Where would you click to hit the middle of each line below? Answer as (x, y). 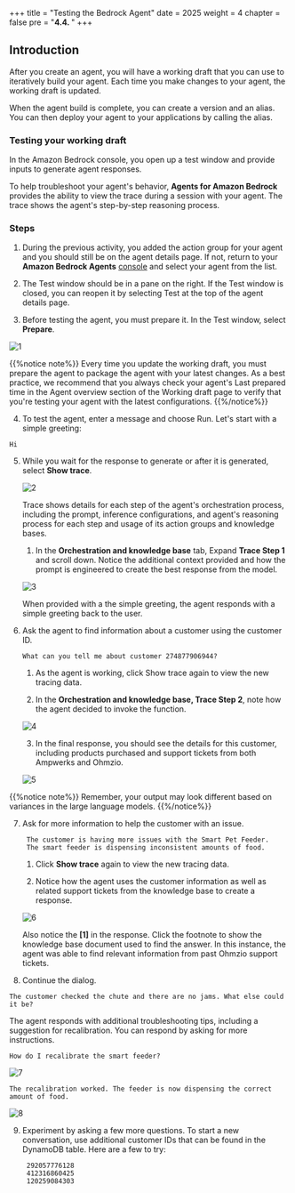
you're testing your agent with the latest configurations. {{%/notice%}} (139, 402)
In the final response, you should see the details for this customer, (156, 744)
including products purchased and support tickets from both (146, 753)
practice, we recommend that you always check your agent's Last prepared (147, 383)
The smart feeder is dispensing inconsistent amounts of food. (146, 848)
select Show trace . (57, 471)
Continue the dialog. (59, 980)
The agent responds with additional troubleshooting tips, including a (134, 1021)
